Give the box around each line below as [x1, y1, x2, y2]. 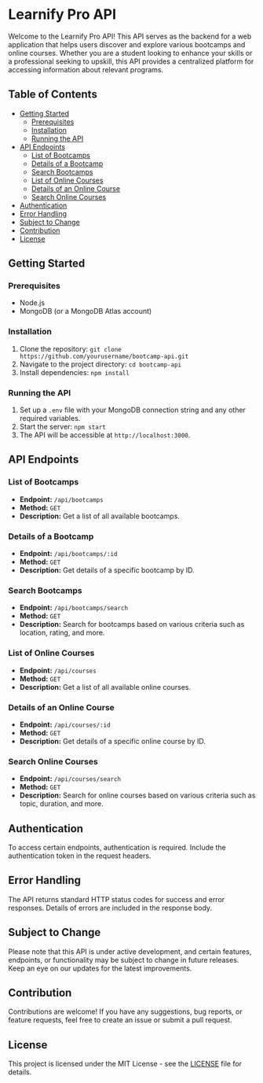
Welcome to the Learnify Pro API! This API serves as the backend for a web [8, 31, 252, 41]
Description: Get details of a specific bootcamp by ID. [19, 565, 195, 575]
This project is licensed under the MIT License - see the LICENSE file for [8, 1059, 242, 1069]
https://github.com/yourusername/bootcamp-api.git [19, 352, 189, 360]
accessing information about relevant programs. [8, 64, 163, 74]
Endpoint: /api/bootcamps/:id [19, 549, 118, 558]
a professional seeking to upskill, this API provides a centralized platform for [8, 57, 254, 66]
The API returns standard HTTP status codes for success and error [8, 894, 225, 904]
